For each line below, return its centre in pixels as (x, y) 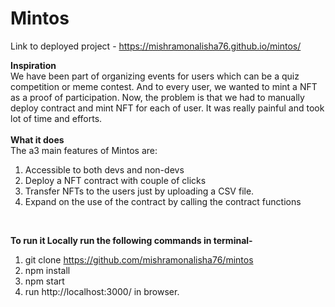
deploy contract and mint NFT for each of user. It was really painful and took (167, 108)
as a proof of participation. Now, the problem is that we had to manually (157, 97)
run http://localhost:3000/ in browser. (102, 291)
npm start (44, 281)
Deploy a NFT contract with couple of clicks (115, 180)
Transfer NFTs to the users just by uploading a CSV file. (139, 191)
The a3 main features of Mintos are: (84, 150)
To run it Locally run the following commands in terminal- (131, 240)
